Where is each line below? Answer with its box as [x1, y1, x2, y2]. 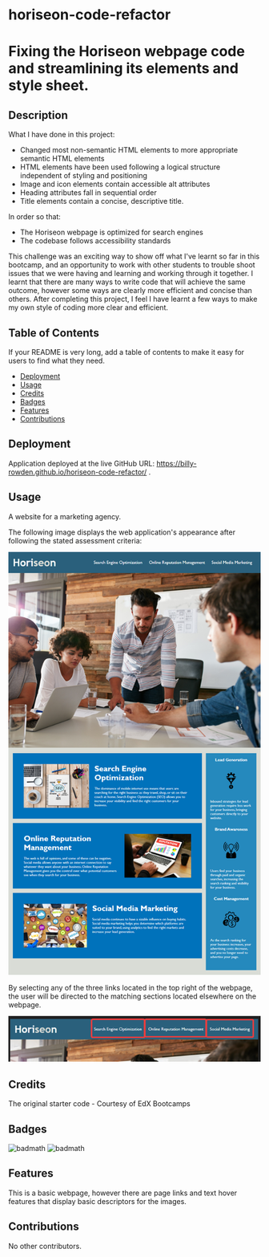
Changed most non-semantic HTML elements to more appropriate [19, 145, 239, 155]
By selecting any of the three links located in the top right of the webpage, [8, 982, 254, 992]
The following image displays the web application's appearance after [8, 527, 236, 537]
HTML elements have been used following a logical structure [19, 162, 221, 172]
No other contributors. [8, 1241, 82, 1251]
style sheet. [8, 76, 90, 95]
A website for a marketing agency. [8, 511, 122, 521]
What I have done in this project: [8, 130, 115, 140]
